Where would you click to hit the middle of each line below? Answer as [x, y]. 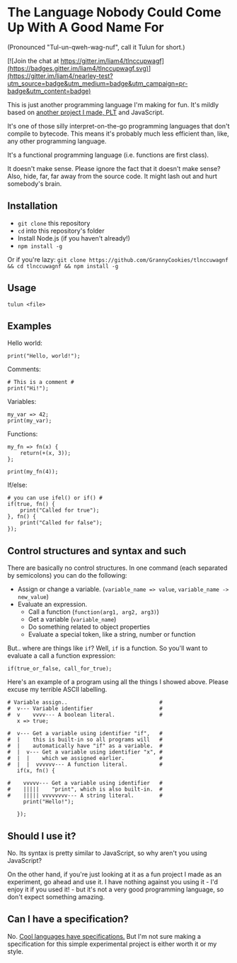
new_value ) [33, 597]
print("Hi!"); [28, 389]
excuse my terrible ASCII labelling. [57, 690]
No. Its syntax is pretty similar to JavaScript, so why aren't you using [107, 853]
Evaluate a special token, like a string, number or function [112, 634]
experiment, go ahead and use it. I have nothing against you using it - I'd [112, 882]
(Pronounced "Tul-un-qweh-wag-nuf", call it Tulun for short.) [96, 47]
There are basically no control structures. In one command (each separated [117, 568]
